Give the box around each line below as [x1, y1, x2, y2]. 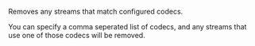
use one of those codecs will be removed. [8, 31, 145, 40]
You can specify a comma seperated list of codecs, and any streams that [8, 22, 247, 31]
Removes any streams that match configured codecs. [8, 7, 184, 16]
